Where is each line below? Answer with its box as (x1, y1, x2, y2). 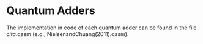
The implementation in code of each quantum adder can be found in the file (6, 24, 197, 31)
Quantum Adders (6, 4, 96, 18)
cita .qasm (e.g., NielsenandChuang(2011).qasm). (6, 30, 129, 37)
